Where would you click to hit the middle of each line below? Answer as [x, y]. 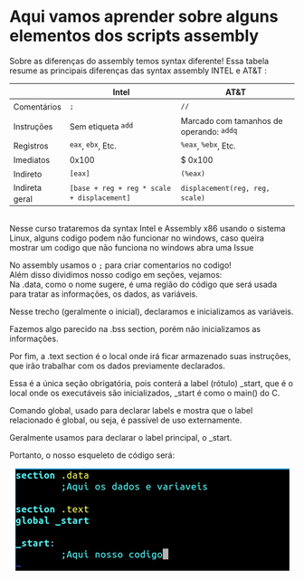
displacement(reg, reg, [225, 188]
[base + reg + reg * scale [120, 188]
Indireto [28, 174]
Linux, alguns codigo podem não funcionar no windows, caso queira [137, 238]
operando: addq [209, 131]
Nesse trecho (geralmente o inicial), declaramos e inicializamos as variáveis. [152, 311]
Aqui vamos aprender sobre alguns [144, 17]
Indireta [28, 187]
